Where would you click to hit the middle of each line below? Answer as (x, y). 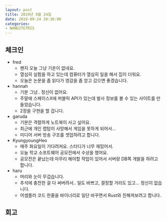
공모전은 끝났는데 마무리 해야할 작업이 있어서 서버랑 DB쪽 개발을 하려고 (89, 159)
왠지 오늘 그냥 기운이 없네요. (47, 68)
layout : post (19, 10)
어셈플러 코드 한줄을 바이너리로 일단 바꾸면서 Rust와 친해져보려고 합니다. (90, 195)
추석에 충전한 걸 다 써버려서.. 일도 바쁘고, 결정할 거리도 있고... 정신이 (86, 183)
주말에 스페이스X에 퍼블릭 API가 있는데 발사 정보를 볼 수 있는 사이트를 (87, 98)
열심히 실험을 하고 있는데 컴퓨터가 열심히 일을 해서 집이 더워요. (80, 74)
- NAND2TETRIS (20, 28)
